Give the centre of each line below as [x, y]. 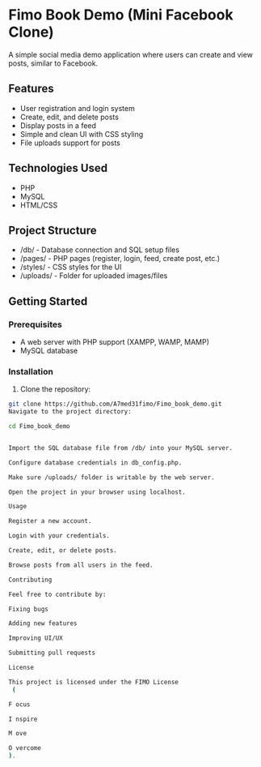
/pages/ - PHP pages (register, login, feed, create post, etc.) [120, 259]
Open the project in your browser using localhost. [97, 492]
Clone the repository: [55, 389]
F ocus [19, 704]
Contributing [30, 580]
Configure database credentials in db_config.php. [95, 463]
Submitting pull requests [52, 653]
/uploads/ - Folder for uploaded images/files [94, 276]
